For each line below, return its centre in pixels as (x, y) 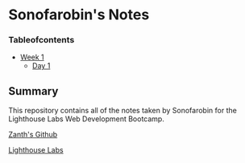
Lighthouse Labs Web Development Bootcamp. (87, 119)
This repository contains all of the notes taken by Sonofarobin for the (123, 111)
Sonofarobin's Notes (79, 15)
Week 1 (32, 57)
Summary (33, 91)
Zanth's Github (33, 135)
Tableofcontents (42, 40)
